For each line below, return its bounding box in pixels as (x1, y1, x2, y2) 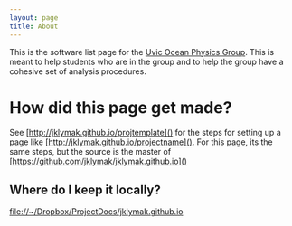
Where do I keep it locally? (9, 182, 161, 197)
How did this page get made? (9, 97, 232, 118)
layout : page (9, 13, 59, 23)
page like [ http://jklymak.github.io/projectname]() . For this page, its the (9, 137, 273, 147)
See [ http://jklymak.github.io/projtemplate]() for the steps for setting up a (9, 127, 282, 138)
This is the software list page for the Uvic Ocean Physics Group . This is (9, 46, 274, 57)
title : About (9, 22, 59, 31)
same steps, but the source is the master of (9, 146, 172, 157)
